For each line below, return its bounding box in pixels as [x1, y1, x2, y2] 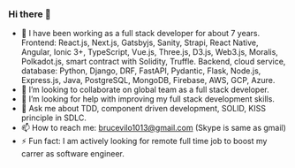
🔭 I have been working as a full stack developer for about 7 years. [20, 28, 261, 39]
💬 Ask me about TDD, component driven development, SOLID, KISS [20, 103, 267, 114]
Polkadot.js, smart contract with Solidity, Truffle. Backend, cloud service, [20, 57, 286, 67]
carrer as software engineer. [20, 149, 125, 159]
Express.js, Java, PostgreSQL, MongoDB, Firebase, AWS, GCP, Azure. [20, 75, 276, 86]
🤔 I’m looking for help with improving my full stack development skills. [20, 94, 276, 104]
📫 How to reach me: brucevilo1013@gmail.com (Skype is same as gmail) [20, 123, 286, 134]
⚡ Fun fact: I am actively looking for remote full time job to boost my [20, 136, 268, 147]
